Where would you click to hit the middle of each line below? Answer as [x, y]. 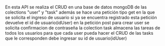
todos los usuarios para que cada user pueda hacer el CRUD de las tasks [79, 33]
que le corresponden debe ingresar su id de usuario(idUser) [66, 38]
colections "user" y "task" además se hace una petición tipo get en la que [80, 12]
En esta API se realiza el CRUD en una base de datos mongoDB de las [76, 7]
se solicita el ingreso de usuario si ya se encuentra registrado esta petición [81, 17]
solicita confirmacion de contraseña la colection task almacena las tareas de [83, 28]
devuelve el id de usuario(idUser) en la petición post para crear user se [77, 23]
